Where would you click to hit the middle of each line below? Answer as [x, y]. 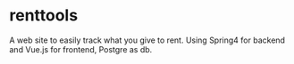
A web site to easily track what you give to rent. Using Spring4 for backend [147, 40]
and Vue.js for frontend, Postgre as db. [81, 49]
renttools [44, 16]
